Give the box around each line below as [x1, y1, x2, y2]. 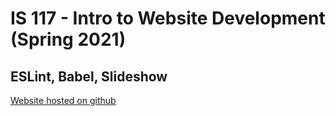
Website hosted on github [10, 95, 117, 106]
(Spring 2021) [10, 28, 127, 51]
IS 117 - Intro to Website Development [10, 7, 326, 30]
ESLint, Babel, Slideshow [10, 68, 168, 85]
